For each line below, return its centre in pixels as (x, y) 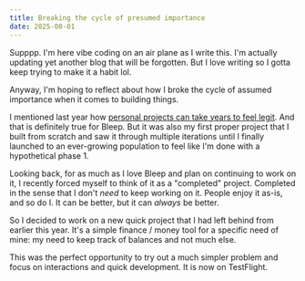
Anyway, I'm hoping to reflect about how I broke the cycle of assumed (141, 89)
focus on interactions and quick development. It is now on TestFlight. (139, 266)
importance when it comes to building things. (94, 99)
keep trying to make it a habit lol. (71, 72)
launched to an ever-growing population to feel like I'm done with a (135, 146)
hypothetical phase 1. (49, 155)
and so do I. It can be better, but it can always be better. (114, 203)
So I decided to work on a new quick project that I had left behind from (142, 220)
